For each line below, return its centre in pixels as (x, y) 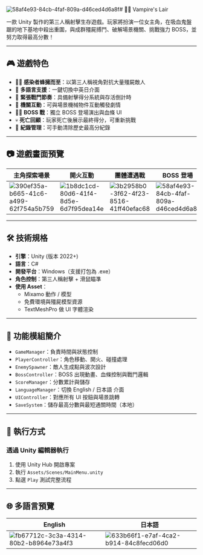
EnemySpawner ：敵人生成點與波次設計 (60, 367)
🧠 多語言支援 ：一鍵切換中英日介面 (57, 89)
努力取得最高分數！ (30, 37)
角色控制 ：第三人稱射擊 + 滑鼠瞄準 (58, 279)
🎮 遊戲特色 (27, 64)
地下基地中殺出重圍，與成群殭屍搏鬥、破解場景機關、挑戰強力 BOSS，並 (107, 29)
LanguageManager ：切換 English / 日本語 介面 (69, 390)
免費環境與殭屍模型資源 (53, 302)
